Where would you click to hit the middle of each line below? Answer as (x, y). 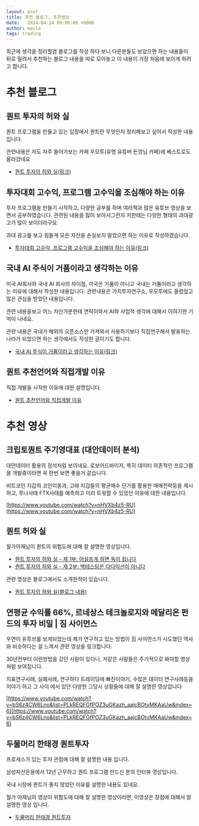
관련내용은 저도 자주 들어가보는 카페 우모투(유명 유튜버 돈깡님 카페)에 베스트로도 (99, 152)
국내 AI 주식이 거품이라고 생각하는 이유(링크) (66, 351)
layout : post (22, 12)
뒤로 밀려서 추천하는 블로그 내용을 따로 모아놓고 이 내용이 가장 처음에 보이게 (93, 59)
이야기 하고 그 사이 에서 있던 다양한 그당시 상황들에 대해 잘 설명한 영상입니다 (94, 686)
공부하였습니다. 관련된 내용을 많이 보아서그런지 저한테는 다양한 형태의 (97, 215)
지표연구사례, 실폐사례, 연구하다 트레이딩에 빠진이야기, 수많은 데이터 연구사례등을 (100, 679)
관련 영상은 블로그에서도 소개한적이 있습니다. (58, 579)
